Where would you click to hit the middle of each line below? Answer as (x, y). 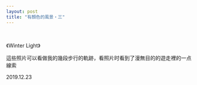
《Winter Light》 (23, 45)
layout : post (22, 11)
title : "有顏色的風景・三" (36, 17)
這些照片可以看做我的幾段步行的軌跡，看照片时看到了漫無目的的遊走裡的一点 (99, 58)
